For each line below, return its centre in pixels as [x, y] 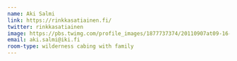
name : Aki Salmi [31, 14]
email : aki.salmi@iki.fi [44, 40]
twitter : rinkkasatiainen [45, 27]
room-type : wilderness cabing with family [71, 46]
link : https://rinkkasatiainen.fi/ [60, 20]
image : [17, 33]
